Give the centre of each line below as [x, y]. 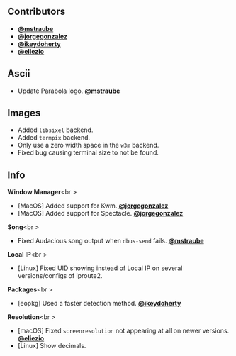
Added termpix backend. [54, 138]
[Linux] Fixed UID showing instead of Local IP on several [100, 268]
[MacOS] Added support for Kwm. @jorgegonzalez [93, 206]
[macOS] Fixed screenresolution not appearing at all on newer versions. [123, 331]
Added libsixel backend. [55, 130]
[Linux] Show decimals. [52, 346]
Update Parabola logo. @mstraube [69, 91]
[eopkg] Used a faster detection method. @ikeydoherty [99, 304]
